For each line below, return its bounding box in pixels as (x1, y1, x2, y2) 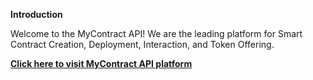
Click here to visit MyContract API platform (10, 58, 193, 69)
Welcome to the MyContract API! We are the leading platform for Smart (10, 28, 303, 39)
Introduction (10, 9, 63, 20)
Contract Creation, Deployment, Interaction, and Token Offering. (10, 39, 275, 50)
